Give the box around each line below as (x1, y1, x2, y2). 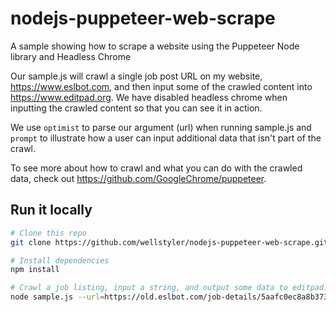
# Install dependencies (10, 255, 110, 266)
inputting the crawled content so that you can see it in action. (10, 102, 263, 114)
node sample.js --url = (10, 292, 105, 302)
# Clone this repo (10, 228, 87, 238)
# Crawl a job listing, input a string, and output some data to (10, 283, 288, 293)
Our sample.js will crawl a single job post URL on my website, (10, 70, 263, 82)
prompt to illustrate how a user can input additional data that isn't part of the (10, 132, 322, 144)
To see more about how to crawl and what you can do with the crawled (10, 162, 303, 174)
